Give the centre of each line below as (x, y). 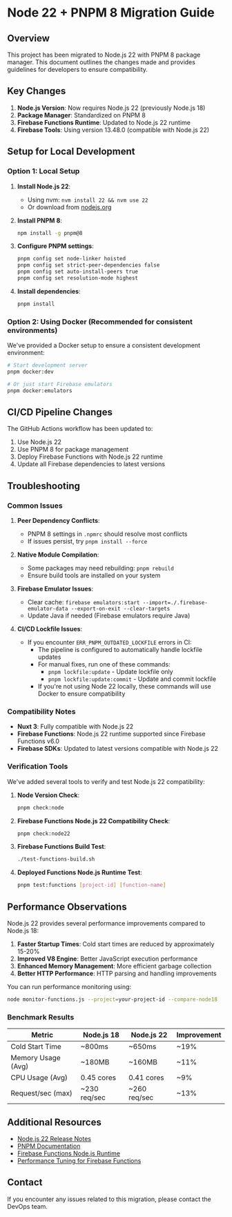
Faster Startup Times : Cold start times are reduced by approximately (116, 943)
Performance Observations (67, 907)
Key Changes (37, 91)
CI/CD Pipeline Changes (60, 412)
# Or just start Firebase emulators (60, 384)
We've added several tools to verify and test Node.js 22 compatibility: (106, 781)
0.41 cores (146, 1077)
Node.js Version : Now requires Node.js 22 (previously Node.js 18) (111, 108)
